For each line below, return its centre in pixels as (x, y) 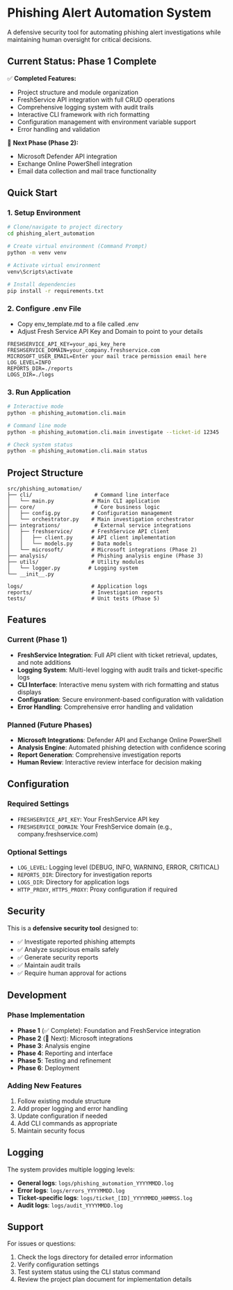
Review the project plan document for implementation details (104, 1280)
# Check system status (40, 445)
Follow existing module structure (64, 1101)
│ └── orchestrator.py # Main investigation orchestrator (101, 520)
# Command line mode (37, 425)
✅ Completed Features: (42, 78)
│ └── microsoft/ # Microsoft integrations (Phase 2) (102, 550)
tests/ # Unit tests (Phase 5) (83, 599)
